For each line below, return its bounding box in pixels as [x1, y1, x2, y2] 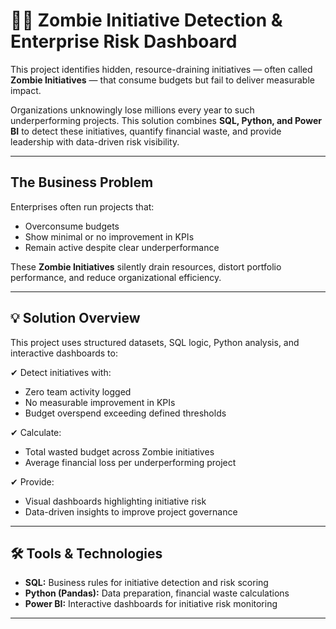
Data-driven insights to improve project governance [24, 505, 238, 518]
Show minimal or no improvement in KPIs [24, 230, 195, 243]
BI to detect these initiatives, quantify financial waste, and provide [10, 125, 282, 137]
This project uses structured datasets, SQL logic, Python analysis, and [10, 336, 300, 348]
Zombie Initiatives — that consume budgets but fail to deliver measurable [10, 74, 315, 86]
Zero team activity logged [24, 385, 132, 398]
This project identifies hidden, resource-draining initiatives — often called [10, 63, 313, 75]
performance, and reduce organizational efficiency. [10, 271, 222, 283]
